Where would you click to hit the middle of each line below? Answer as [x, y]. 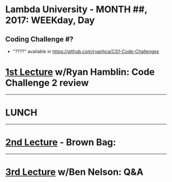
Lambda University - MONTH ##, [76, 9]
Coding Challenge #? [39, 39]
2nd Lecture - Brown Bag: [61, 142]
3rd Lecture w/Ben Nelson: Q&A [74, 172]
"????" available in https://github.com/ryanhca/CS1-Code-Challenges [86, 51]
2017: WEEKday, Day [50, 20]
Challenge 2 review [47, 83]
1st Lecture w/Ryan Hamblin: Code [80, 72]
